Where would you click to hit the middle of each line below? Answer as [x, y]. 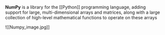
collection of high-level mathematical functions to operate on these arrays [81, 17]
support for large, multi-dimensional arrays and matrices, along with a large [83, 12]
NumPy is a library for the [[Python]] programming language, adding [76, 7]
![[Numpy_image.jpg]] [27, 27]
